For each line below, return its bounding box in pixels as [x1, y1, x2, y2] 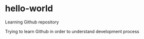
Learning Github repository [5, 19, 59, 25]
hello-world [5, 3, 54, 14]
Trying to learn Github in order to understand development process [5, 28, 140, 34]
